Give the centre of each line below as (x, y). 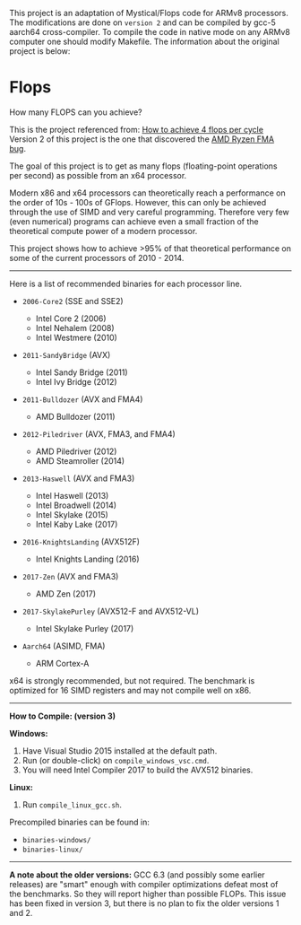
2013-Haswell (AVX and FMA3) (78, 478)
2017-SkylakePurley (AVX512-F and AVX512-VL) (111, 611)
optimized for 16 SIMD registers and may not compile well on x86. (130, 690)
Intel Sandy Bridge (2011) (82, 372)
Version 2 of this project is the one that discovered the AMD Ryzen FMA (142, 139)
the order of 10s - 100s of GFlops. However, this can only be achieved (138, 202)
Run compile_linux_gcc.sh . (72, 804)
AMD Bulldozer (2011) (75, 416)
